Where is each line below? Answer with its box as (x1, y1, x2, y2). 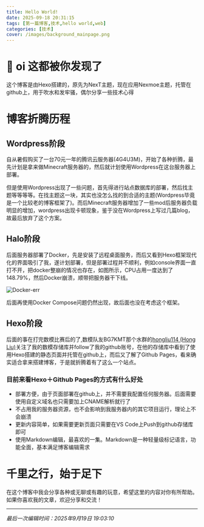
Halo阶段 (6, 234, 41, 244)
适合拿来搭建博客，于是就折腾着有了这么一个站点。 (11, 358, 140, 366)
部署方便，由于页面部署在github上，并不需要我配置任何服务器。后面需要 (15, 390, 196, 397)
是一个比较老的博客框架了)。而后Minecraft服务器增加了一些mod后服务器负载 (6, 199, 198, 207)
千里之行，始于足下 (6, 467, 103, 481)
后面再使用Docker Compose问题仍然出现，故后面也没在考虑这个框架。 (6, 299, 183, 306)
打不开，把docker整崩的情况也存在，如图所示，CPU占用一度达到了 (6, 266, 174, 274)
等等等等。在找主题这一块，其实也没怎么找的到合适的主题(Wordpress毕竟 (11, 191, 195, 199)
